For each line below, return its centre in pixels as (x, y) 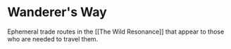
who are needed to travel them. (53, 38)
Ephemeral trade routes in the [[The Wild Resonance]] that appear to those (116, 31)
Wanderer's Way (57, 12)
